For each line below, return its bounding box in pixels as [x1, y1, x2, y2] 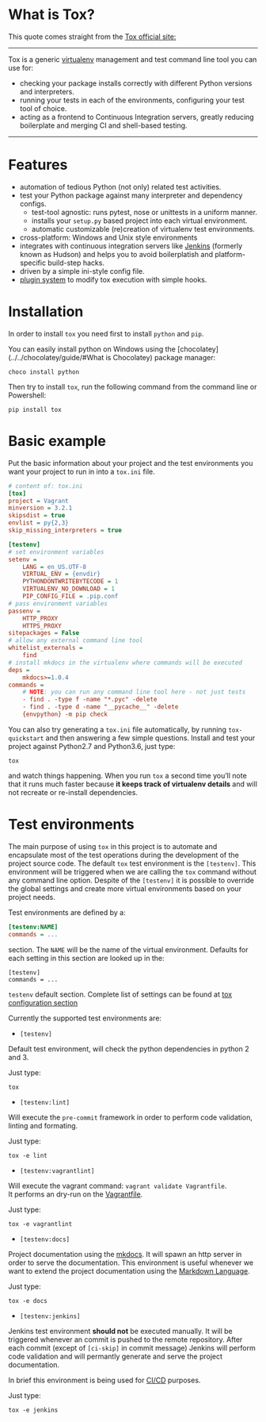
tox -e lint [8, 1151, 47, 1159]
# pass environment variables [8, 599, 108, 608]
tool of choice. [19, 103, 67, 113]
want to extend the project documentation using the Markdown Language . [8, 1266, 251, 1275]
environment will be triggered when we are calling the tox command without [8, 867, 257, 876]
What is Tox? [8, 6, 95, 24]
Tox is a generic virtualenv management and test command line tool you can [8, 54, 257, 64]
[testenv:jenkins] [19, 1312, 81, 1320]
